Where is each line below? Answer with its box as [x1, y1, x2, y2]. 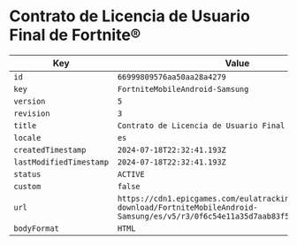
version [13, 96, 46, 106]
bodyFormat [13, 223, 59, 234]
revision [13, 108, 50, 119]
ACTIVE [117, 169, 145, 179]
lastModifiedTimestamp [13, 157, 109, 167]
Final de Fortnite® [9, 25, 141, 45]
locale [13, 133, 42, 142]
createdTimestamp [13, 144, 87, 155]
